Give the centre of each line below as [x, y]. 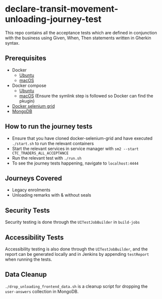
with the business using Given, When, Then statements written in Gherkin [78, 38]
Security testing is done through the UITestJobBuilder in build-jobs [73, 222]
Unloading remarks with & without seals [52, 195]
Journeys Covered [34, 178]
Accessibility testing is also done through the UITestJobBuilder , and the [76, 249]
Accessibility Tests [34, 237]
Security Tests [27, 210]
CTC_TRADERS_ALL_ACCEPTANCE [40, 153]
